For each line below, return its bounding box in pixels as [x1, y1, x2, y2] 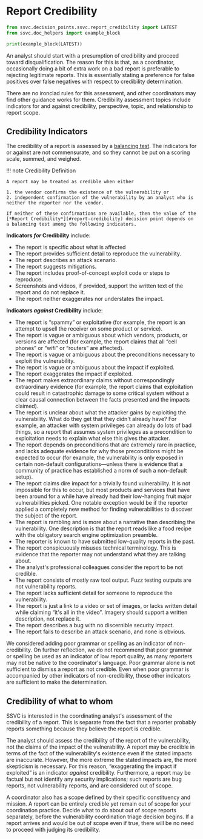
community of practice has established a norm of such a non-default [15, 467, 187, 474]
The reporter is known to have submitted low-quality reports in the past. [15, 538, 195, 545]
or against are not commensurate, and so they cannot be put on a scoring [6, 149, 190, 156]
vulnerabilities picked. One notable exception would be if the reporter [15, 499, 188, 507]
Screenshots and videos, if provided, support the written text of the [15, 282, 184, 289]
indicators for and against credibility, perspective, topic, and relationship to [6, 102, 193, 110]
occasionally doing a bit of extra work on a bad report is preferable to [6, 65, 180, 72]
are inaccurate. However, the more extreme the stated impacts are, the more [6, 756, 197, 764]
